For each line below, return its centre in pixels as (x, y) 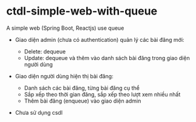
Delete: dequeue (45, 51)
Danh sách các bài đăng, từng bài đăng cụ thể (82, 88)
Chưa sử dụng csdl (39, 112)
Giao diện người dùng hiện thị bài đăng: (64, 76)
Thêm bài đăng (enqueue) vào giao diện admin (83, 101)
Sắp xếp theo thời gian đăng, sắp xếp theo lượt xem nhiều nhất (102, 94)
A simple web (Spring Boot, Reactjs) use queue (65, 28)
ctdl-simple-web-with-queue (82, 11)
